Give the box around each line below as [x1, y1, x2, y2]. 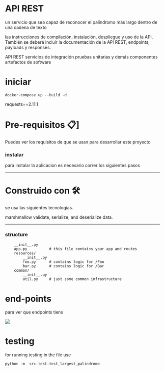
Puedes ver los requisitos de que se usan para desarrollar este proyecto [5, 139, 151, 145]
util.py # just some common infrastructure [23, 277, 122, 282]
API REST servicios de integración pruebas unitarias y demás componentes [5, 54, 158, 59]
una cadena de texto [5, 24, 47, 30]
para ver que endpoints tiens [5, 309, 63, 315]
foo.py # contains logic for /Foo [23, 259, 105, 264]
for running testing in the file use [5, 352, 71, 358]
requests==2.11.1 [5, 101, 38, 107]
